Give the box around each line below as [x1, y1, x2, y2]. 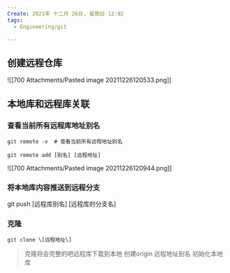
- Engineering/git [13, 23, 68, 30]
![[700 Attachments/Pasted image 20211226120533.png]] [7, 76, 172, 84]
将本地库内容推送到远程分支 [7, 182, 100, 192]
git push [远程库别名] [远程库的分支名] [7, 200, 116, 208]
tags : [7, 17, 23, 24]
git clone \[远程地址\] [7, 237, 72, 244]
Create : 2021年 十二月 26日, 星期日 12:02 [7, 10, 124, 17]
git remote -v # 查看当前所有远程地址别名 [7, 138, 123, 145]
